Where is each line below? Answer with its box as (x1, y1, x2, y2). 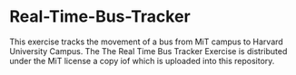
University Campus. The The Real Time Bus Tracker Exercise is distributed (9, 45, 288, 56)
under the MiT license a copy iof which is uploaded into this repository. (9, 55, 275, 66)
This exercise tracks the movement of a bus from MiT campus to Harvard (9, 36, 283, 47)
